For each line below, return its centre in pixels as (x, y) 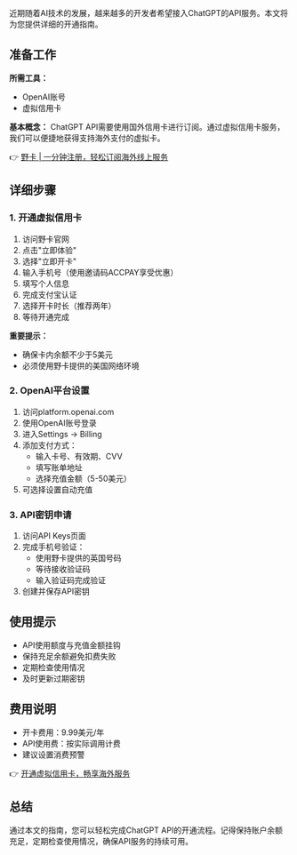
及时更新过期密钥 (53, 678)
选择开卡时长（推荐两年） (69, 306)
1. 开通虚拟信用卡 (46, 218)
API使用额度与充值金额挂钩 (72, 645)
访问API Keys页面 (54, 536)
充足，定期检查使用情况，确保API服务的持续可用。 (101, 841)
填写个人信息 (45, 284)
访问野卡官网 (45, 239)
